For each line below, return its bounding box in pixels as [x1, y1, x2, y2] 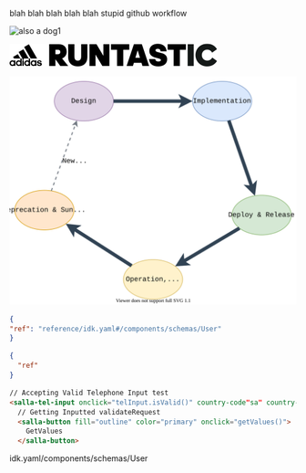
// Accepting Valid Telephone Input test [9, 388, 169, 397]
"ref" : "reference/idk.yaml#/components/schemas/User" [9, 324, 222, 333]
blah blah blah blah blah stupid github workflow [9, 8, 188, 18]
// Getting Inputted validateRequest [17, 407, 161, 416]
